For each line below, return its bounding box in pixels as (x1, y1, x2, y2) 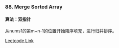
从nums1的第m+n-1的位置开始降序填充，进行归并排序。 (5, 28, 117, 34)
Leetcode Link (5, 38, 34, 44)
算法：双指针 (5, 16, 31, 22)
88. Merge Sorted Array (5, 3, 63, 10)
